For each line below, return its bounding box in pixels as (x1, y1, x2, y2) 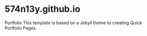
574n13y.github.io (4, 3, 80, 15)
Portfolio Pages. (4, 25, 37, 31)
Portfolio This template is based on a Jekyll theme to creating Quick (4, 20, 142, 26)
